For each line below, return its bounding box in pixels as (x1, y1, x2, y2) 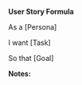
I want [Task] (8, 38, 51, 47)
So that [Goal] (8, 54, 54, 63)
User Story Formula (8, 7, 74, 16)
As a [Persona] (8, 22, 57, 31)
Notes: (8, 69, 32, 79)
